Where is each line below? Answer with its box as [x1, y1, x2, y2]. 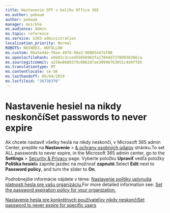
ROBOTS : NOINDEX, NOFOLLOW [5, 45, 63, 50]
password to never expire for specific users [5, 202, 97, 208]
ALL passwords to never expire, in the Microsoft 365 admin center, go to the [5, 150, 165, 156]
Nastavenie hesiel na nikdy [5, 100, 122, 112]
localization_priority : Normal [5, 41, 72, 46]
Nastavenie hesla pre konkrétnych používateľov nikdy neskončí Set [5, 197, 145, 203]
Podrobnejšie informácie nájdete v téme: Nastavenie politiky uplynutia [5, 176, 152, 182]
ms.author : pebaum [5, 12, 44, 17]
